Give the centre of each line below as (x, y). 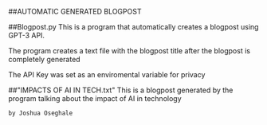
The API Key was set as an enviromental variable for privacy (107, 74)
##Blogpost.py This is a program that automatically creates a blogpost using (133, 27)
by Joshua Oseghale (41, 113)
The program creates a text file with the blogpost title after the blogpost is (130, 51)
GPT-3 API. (27, 35)
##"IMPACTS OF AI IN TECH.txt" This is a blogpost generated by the (121, 90)
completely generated (45, 59)
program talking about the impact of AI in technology (95, 98)
